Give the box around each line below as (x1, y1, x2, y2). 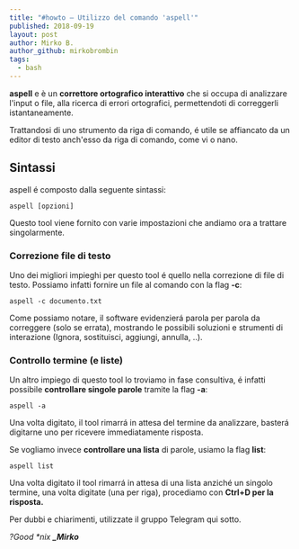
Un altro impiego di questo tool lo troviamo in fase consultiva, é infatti (9, 374, 267, 385)
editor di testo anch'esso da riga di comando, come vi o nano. (9, 134, 238, 145)
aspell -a (9, 401, 47, 410)
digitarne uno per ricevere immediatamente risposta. (9, 427, 204, 437)
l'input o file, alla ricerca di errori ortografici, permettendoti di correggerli (9, 97, 279, 108)
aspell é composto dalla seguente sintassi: (9, 184, 166, 194)
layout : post (9, 30, 58, 39)
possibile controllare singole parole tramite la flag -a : (9, 384, 208, 395)
